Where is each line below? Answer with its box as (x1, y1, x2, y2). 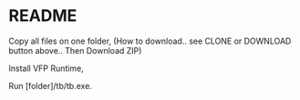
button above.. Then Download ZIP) (8, 45, 142, 55)
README (8, 5, 78, 26)
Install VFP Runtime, (8, 63, 84, 74)
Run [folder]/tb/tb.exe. (8, 80, 93, 91)
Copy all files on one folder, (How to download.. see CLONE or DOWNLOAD (8, 35, 292, 46)
